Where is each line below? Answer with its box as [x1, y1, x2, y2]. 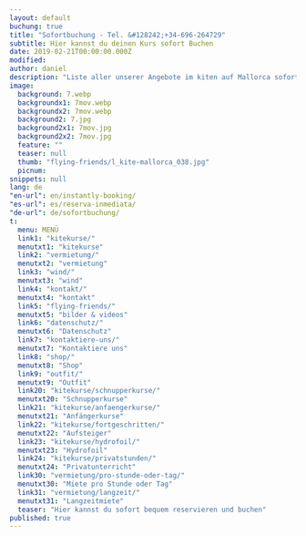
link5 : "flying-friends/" [17, 302, 117, 311]
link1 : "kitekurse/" [17, 233, 96, 242]
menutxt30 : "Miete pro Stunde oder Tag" [17, 479, 173, 489]
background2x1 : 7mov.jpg [17, 124, 112, 133]
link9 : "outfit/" [17, 369, 84, 378]
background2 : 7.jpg [17, 115, 92, 124]
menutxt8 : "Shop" [17, 361, 84, 370]
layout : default [9, 13, 71, 23]
